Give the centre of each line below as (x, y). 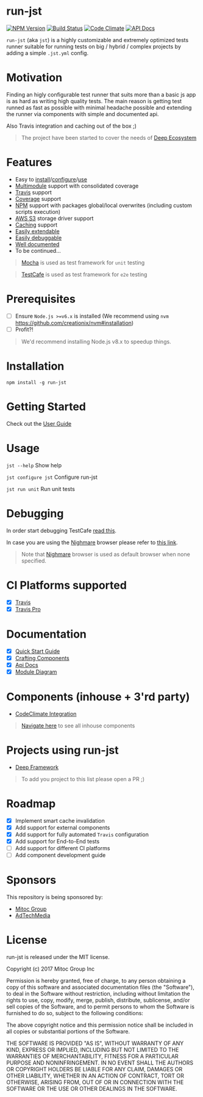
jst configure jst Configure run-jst (52, 477)
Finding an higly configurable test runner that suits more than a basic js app (101, 94)
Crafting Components (42, 658)
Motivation (34, 78)
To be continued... (38, 250)
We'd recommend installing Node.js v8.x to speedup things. (96, 341)
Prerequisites (41, 299)
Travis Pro (28, 609)
